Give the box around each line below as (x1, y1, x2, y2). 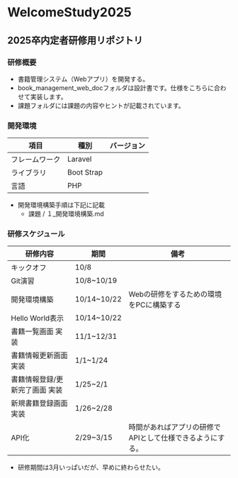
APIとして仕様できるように (128, 433, 218, 443)
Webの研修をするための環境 (128, 289, 222, 299)
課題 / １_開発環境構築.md (28, 210, 104, 218)
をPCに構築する (128, 300, 181, 310)
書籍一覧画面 (11, 327, 55, 337)
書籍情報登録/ (11, 374, 57, 384)
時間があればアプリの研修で (128, 423, 221, 433)
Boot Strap (67, 167, 103, 177)
